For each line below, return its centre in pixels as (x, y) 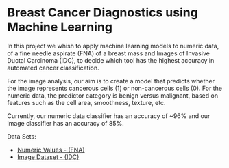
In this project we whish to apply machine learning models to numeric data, (113, 46)
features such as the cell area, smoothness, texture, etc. (86, 102)
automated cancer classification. (53, 68)
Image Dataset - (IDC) (48, 157)
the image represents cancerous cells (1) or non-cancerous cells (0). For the (115, 88)
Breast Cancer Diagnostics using (103, 13)
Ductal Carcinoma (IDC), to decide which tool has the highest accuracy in (111, 60)
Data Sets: (22, 136)
